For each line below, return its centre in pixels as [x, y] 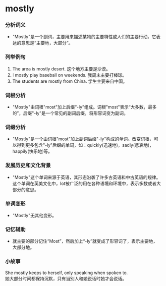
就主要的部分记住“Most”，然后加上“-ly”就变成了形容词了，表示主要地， [85, 241]
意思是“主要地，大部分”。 [47, 43]
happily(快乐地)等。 [32, 151]
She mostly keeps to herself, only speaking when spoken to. [66, 273]
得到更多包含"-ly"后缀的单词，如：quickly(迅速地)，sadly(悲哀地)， [85, 145]
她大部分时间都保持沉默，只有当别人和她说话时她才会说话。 [66, 279]
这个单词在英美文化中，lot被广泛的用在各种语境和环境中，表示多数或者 [84, 183]
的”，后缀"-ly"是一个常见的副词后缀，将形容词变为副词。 [70, 113]
